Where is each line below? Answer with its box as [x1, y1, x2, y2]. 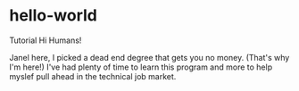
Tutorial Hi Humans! [9, 35, 82, 45]
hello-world [9, 5, 98, 26]
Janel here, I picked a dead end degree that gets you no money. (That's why [9, 52, 290, 62]
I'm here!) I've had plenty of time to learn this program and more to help [9, 62, 273, 72]
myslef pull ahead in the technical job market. [9, 70, 177, 81]
